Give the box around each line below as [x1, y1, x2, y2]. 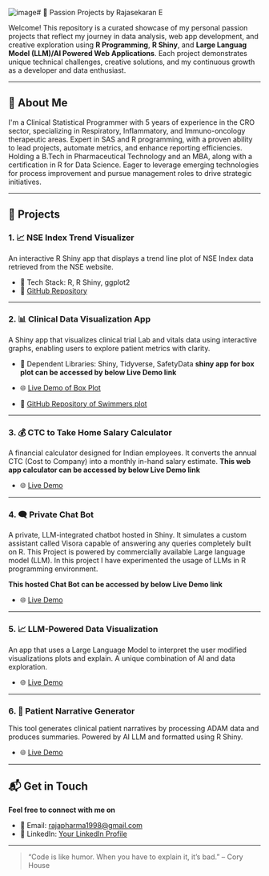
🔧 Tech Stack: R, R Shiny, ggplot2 [19, 277, 130, 287]
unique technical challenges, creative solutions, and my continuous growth [8, 57, 255, 66]
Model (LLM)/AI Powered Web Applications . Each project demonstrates [8, 49, 248, 58]
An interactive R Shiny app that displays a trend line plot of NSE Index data [8, 253, 254, 263]
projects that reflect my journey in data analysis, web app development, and [8, 32, 259, 41]
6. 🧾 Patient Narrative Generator [8, 705, 135, 716]
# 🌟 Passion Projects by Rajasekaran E [36, 8, 163, 17]
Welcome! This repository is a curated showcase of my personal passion [8, 23, 248, 32]
